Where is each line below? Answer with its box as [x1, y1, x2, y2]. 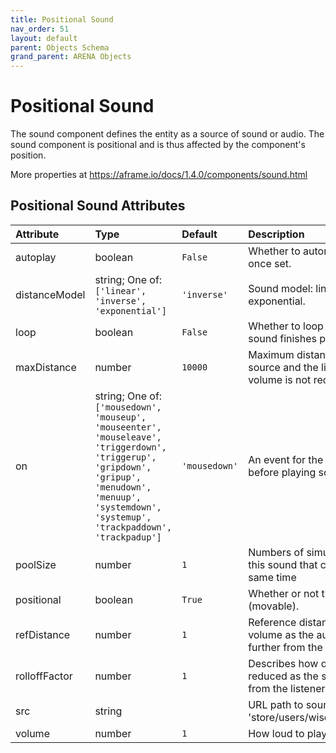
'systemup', [94, 511, 152, 523]
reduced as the [248, 669, 319, 683]
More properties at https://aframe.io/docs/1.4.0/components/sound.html [10, 169, 308, 181]
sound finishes [248, 331, 318, 345]
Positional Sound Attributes [10, 197, 186, 215]
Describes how [248, 656, 319, 670]
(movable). [248, 599, 300, 613]
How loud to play [248, 726, 328, 740]
